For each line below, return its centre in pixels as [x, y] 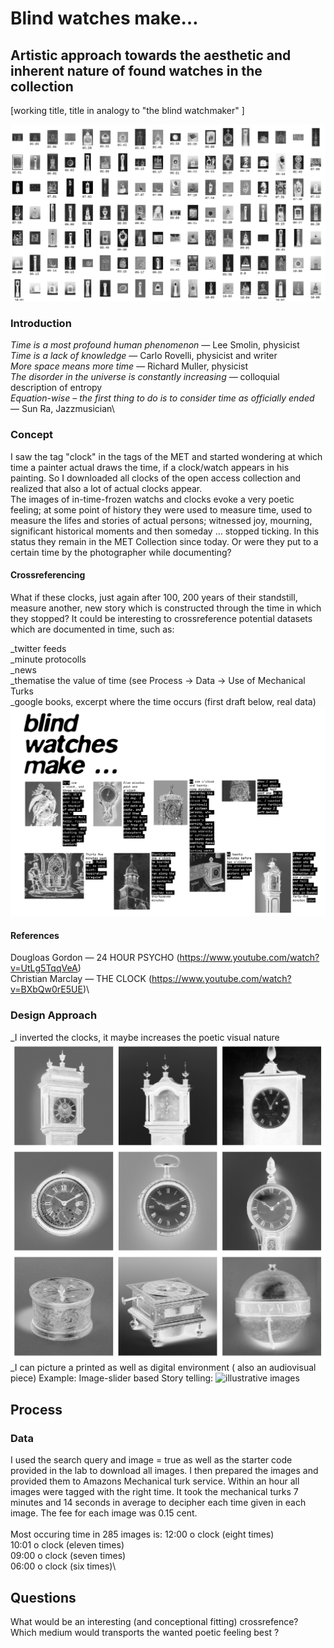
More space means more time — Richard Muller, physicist [129, 366]
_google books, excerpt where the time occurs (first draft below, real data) [163, 701]
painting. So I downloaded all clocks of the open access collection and [156, 478]
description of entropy [56, 388]
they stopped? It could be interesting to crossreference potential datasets [161, 618]
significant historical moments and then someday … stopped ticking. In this [165, 531]
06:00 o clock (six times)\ [63, 1566]
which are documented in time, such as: [92, 629]
